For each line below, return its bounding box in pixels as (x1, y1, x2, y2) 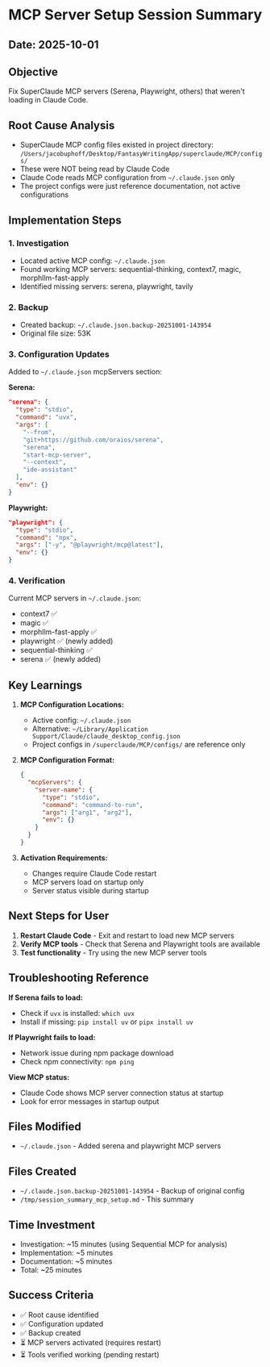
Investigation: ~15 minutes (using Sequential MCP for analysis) (19, 1239, 228, 1249)
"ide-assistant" (23, 466, 78, 474)
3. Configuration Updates (8, 349, 110, 360)
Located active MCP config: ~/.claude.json (19, 256, 165, 265)
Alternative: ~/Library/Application (31, 724, 149, 734)
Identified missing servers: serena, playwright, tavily (19, 281, 193, 291)
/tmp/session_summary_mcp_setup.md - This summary (19, 1194, 194, 1204)
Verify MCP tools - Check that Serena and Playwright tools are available (19, 939, 260, 949)
